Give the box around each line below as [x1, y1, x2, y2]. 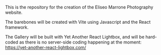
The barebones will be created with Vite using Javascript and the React [5, 19, 151, 25]
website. [5, 9, 23, 15]
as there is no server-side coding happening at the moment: [19, 39, 142, 45]
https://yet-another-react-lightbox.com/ [5, 45, 86, 50]
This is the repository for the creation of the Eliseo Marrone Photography [5, 4, 154, 10]
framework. [5, 24, 29, 30]
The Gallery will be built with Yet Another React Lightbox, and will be [5, 34, 145, 40]
